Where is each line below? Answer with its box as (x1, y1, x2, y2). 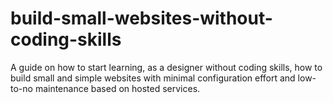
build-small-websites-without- (10, 7, 273, 30)
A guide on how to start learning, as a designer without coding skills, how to (10, 61, 323, 73)
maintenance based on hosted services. (34, 82, 201, 94)
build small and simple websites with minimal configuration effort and (10, 72, 296, 84)
